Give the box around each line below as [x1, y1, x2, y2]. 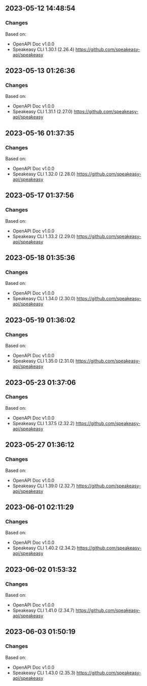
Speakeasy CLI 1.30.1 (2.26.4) [12, 46, 75, 52]
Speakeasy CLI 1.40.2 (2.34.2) [12, 545, 76, 551]
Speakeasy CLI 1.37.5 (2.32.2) [12, 420, 75, 426]
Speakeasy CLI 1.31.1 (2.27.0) [12, 109, 73, 115]
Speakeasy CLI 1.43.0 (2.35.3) [12, 670, 76, 676]
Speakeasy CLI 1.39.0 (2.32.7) [12, 483, 76, 489]
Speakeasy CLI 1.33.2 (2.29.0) [12, 233, 76, 239]
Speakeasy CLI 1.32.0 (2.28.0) [12, 171, 76, 177]
